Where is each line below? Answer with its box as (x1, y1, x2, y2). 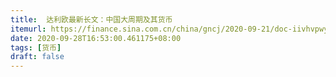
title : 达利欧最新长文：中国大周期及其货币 (10, 14, 173, 25)
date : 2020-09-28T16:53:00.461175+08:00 (10, 33, 182, 43)
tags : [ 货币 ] (10, 42, 62, 53)
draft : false (10, 52, 65, 62)
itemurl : (10, 24, 47, 34)
